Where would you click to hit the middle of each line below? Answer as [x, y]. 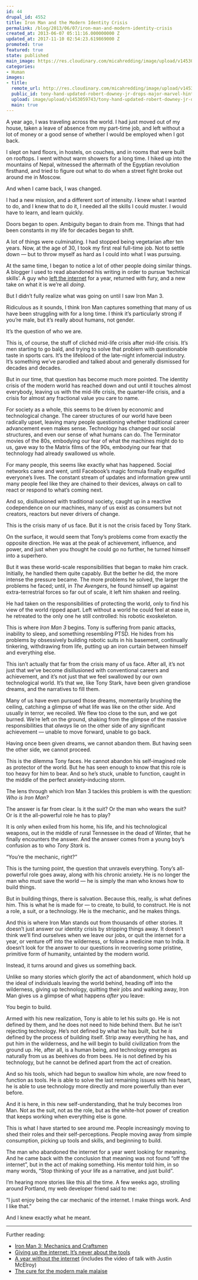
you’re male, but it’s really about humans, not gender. [71, 320]
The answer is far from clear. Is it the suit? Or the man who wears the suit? [96, 808]
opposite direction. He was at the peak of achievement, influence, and [91, 543]
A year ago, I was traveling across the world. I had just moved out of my [93, 122]
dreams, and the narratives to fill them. [53, 689]
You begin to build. [29, 1007]
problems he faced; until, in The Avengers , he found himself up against [92, 585]
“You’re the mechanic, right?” [42, 857]
